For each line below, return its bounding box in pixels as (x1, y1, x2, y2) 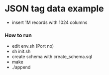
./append (11, 64, 31, 70)
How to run (4, 32, 32, 39)
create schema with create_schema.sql (11, 54, 93, 60)
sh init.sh (11, 48, 31, 55)
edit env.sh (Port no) (11, 43, 54, 49)
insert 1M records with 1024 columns (11, 19, 88, 25)
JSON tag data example (4, 3, 104, 14)
